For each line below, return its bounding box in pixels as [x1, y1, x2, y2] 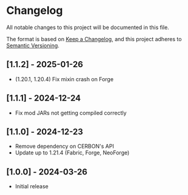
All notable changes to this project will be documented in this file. [6, 24, 170, 31]
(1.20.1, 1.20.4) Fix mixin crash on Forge [15, 75, 114, 82]
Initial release [15, 183, 49, 190]
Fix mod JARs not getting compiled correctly [15, 109, 127, 116]
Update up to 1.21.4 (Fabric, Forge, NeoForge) [15, 149, 130, 156]
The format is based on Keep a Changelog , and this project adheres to [6, 35, 182, 42]
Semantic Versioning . [6, 42, 59, 49]
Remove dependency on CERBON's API [15, 143, 114, 150]
